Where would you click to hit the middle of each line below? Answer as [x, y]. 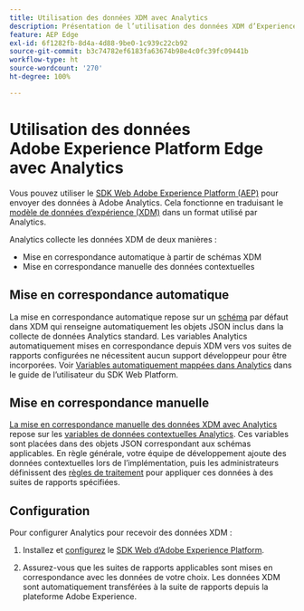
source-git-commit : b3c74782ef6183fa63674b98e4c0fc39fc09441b [129, 52]
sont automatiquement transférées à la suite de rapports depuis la [145, 587]
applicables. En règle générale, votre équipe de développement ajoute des [148, 453]
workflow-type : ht [44, 60]
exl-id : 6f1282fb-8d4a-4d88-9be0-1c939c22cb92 [99, 43]
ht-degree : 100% [40, 77]
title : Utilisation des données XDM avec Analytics [109, 18]
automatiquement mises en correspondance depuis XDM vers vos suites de [151, 346]
